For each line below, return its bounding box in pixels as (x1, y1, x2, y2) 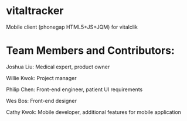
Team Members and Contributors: (6, 44, 175, 57)
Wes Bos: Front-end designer (6, 97, 77, 104)
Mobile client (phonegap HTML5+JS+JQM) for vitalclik (6, 23, 138, 30)
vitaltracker (6, 4, 64, 18)
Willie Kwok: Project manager (6, 74, 77, 81)
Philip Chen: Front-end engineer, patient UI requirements (6, 86, 143, 93)
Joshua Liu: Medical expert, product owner (6, 63, 110, 70)
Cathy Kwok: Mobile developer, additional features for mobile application (6, 108, 182, 115)
